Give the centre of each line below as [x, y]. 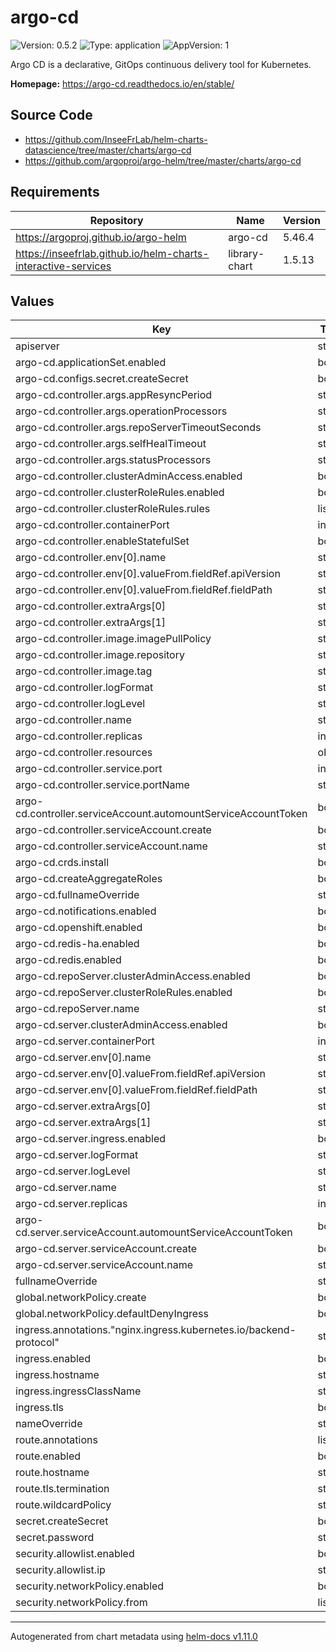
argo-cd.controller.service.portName [102, 785]
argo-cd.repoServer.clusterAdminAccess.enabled [133, 976]
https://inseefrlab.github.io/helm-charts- [112, 253]
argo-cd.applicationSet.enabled [91, 363]
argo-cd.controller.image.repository [100, 655]
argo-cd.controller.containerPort [92, 525]
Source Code [51, 115]
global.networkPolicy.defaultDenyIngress [112, 1314]
